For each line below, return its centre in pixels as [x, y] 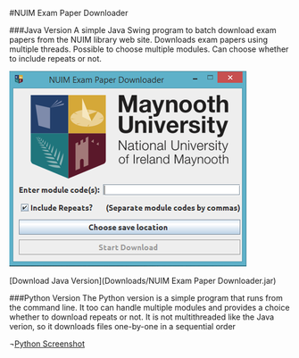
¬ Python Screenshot [47, 344]
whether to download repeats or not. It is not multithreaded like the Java [142, 317]
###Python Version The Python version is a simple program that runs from [146, 298]
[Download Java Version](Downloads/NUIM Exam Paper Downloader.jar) [143, 281]
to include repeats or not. [56, 58]
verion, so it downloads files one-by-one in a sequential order [123, 326]
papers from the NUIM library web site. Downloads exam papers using [139, 40]
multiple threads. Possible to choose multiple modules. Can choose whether [149, 49]
